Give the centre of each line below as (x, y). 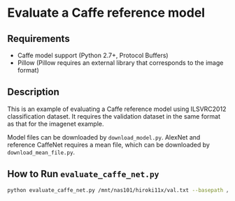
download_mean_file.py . (41, 152)
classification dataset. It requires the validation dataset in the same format (114, 116)
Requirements (38, 39)
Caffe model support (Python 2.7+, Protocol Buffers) (93, 55)
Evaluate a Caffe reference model (106, 13)
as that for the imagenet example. (56, 124)
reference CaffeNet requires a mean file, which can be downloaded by (108, 144)
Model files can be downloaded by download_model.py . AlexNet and (104, 137)
